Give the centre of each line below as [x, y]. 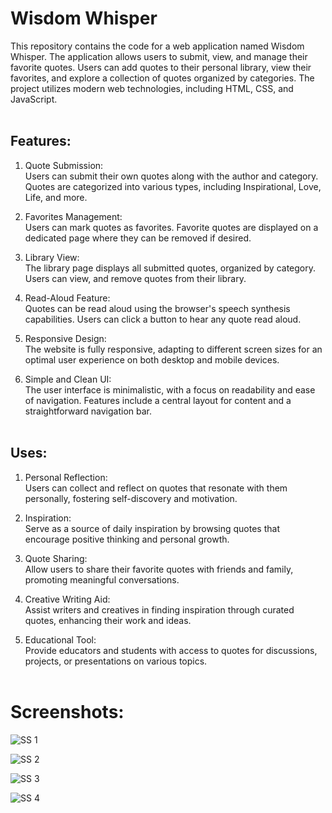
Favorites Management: [73, 216]
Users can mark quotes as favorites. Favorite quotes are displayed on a [171, 227]
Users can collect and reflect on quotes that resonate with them [156, 488]
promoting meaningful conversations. [102, 579]
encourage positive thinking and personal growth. [127, 539]
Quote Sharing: [56, 558]
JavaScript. [34, 99]
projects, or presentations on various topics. [116, 661]
